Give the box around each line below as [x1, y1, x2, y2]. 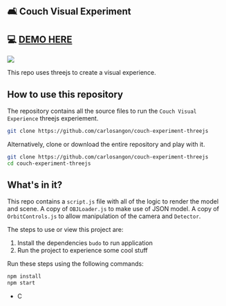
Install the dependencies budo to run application [17, 239, 153, 247]
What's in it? [7, 179, 63, 191]
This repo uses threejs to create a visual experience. [7, 69, 157, 77]
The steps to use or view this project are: [7, 226, 124, 234]
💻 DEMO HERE [7, 33, 73, 45]
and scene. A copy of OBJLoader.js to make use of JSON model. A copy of [7, 205, 220, 213]
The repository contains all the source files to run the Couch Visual [7, 107, 197, 116]
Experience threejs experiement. [7, 114, 99, 123]
